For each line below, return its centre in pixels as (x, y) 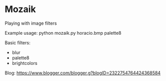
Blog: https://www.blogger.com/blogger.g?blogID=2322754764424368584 (83, 73)
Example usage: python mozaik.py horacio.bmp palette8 (63, 33)
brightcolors (25, 63)
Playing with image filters (31, 23)
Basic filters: (18, 43)
